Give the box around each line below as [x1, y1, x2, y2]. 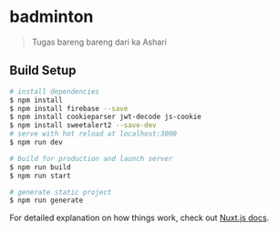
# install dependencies [9, 86, 100, 96]
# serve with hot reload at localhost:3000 [9, 129, 178, 138]
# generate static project [9, 187, 112, 197]
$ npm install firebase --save [9, 104, 129, 113]
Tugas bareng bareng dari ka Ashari [31, 36, 167, 47]
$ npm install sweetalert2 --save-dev [9, 121, 157, 130]
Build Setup [9, 63, 77, 78]
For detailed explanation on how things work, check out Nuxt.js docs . [9, 212, 270, 224]
